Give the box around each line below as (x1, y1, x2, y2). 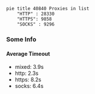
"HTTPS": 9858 (17, 16, 52, 22)
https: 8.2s (14, 76, 42, 83)
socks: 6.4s (14, 83, 44, 90)
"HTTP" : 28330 (17, 11, 55, 17)
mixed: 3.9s (14, 63, 44, 71)
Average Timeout (6, 50, 50, 57)
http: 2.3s (14, 69, 39, 77)
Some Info (6, 35, 37, 43)
